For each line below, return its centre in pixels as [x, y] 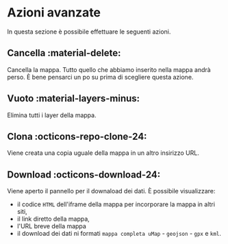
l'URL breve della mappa [52, 226]
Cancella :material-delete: [64, 53]
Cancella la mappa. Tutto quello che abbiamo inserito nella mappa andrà [109, 69]
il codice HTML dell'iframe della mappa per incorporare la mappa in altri [116, 204]
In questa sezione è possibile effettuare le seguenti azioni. [89, 32]
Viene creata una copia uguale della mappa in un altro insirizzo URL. [103, 153]
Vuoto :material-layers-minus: [74, 98]
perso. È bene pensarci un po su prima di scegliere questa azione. [100, 77]
